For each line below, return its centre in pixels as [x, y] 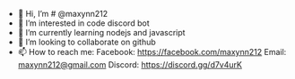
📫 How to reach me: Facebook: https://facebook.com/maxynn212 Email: [152, 52]
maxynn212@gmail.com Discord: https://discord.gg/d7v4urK [130, 65]
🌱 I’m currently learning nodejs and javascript [101, 32]
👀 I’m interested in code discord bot [83, 23]
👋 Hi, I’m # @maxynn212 [63, 14]
